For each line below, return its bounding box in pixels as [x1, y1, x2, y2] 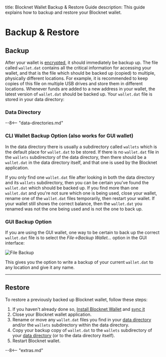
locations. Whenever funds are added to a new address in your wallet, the [5, 86, 156, 92]
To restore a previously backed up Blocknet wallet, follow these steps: [5, 297, 148, 303]
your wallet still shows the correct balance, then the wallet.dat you [5, 201, 142, 206]
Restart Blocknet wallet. [12, 338, 61, 344]
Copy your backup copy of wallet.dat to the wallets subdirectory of [12, 327, 152, 333]
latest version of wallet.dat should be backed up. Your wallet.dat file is [5, 91, 153, 97]
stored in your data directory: [5, 97, 65, 102]
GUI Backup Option [5, 218, 52, 225]
